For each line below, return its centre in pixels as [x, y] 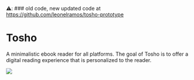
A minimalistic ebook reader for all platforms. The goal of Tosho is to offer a [97, 54]
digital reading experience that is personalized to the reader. [79, 60]
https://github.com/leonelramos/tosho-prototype [65, 14]
